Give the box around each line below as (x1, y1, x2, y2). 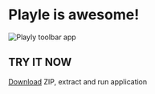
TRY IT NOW (8, 55, 72, 69)
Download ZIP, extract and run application (8, 76, 148, 86)
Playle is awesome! (8, 6, 140, 24)
